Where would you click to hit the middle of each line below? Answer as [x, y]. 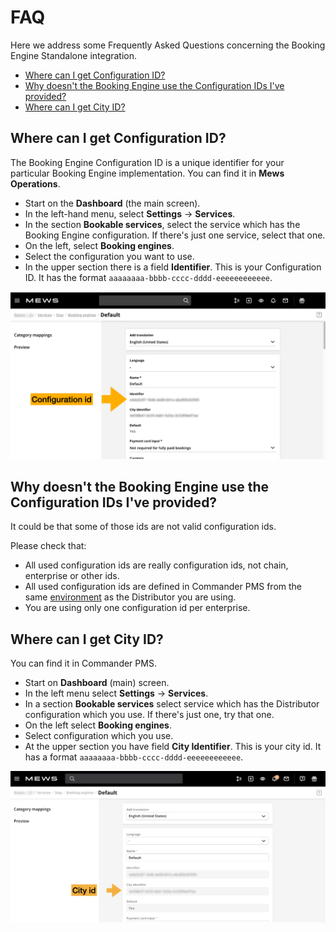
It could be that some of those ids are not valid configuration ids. [143, 527]
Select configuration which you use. [99, 736]
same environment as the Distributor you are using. [130, 597]
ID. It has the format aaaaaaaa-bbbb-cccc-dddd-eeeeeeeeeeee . [148, 277]
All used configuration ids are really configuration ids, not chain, [156, 565]
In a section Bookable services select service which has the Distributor [172, 704]
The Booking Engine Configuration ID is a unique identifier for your [147, 162]
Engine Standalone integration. [74, 55]
